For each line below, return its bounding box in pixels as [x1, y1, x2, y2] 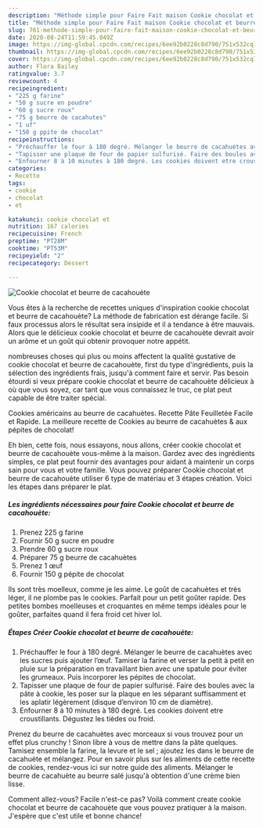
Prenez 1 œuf [19, 561, 63, 571]
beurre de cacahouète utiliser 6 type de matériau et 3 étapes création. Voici [8, 473, 252, 483]
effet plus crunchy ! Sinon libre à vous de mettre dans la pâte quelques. [8, 738, 239, 747]
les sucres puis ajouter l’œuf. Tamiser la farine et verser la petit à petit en [19, 656, 254, 666]
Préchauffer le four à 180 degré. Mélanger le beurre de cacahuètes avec [19, 647, 253, 657]
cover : [8, 56, 30, 64]
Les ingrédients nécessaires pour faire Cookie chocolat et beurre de [8, 500, 235, 509]
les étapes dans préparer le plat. [8, 482, 113, 491]
